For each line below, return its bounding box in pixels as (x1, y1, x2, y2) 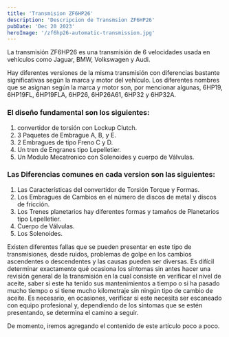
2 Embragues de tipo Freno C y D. (17, 138, 113, 146)
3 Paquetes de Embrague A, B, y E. (17, 131, 117, 139)
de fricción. (17, 200, 50, 208)
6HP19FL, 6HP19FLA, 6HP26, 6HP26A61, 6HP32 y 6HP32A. (7, 91, 177, 99)
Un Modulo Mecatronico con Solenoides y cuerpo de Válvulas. (17, 153, 195, 161)
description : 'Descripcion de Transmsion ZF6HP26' (7, 17, 155, 23)
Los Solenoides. (17, 229, 63, 237)
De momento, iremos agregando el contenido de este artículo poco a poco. (7, 321, 220, 330)
